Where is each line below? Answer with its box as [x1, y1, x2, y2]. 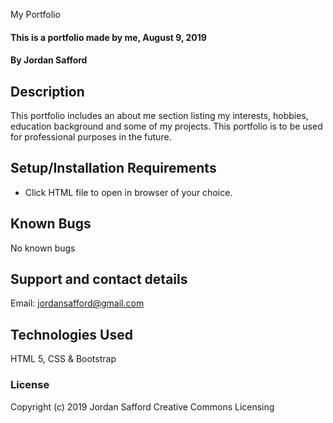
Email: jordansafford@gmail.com [10, 297, 145, 309]
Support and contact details [10, 271, 188, 288]
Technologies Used [10, 326, 133, 343]
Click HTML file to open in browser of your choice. [24, 186, 233, 198]
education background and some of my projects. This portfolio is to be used [10, 120, 323, 132]
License [10, 378, 50, 392]
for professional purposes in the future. [10, 131, 172, 143]
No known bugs [10, 242, 76, 254]
